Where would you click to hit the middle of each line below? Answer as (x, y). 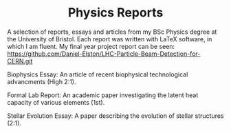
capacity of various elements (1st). (56, 102)
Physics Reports (115, 13)
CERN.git (20, 61)
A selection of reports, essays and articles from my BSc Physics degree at (112, 32)
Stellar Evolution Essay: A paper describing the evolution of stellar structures (115, 116)
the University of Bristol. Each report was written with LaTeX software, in (110, 39)
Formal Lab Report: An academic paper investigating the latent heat (103, 95)
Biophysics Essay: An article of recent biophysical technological (98, 74)
